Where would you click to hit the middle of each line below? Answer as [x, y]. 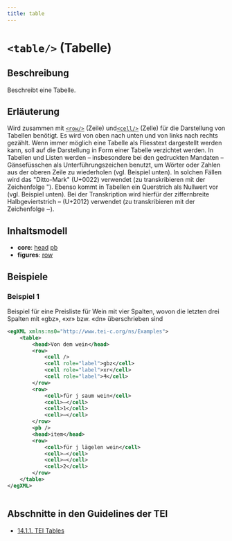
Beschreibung [38, 73]
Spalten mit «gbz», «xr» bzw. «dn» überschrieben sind [85, 318]
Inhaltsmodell [37, 231]
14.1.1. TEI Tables [41, 531]
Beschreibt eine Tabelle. [42, 90]
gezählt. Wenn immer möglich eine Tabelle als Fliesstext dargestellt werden [115, 143]
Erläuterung [34, 112]
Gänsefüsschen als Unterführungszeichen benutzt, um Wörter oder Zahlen [114, 165]
